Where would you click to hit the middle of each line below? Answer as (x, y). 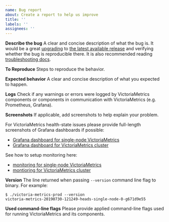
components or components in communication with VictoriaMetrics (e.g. (81, 100)
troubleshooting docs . (28, 59)
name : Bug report (24, 10)
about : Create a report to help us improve (52, 15)
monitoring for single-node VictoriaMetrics (57, 165)
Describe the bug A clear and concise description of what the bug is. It (79, 43)
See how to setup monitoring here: (41, 155)
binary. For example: (27, 186)
